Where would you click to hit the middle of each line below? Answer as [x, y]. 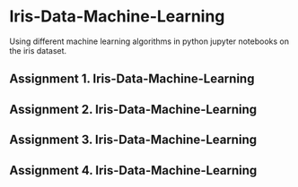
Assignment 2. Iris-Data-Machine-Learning [133, 109]
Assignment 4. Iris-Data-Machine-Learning [133, 170]
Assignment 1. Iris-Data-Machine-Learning [132, 79]
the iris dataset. [38, 50]
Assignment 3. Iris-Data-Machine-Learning [133, 140]
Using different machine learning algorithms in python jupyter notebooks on [149, 41]
